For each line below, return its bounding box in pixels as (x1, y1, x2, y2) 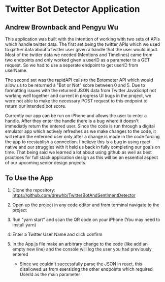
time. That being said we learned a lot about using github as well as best (5, 149, 152, 155)
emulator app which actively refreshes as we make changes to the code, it (5, 128, 156, 134)
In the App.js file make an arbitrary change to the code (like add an (12, 241, 148, 247)
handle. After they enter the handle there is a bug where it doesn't (5, 118, 139, 124)
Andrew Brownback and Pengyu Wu (5, 23, 118, 31)
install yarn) (12, 221, 36, 227)
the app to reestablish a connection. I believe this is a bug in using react (5, 139, 151, 145)
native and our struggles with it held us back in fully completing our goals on (5, 144, 161, 150)
